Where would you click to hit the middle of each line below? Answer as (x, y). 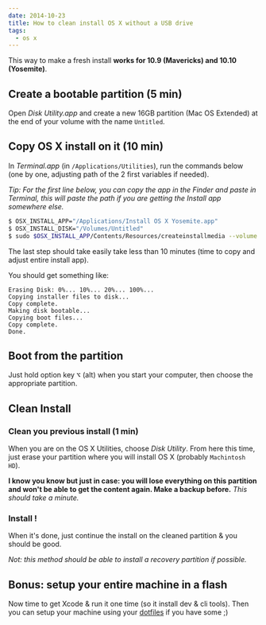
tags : (17, 30)
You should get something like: (59, 275)
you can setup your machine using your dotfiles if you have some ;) (118, 612)
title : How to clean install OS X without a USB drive (101, 23)
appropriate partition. (43, 384)
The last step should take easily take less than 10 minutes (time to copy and (132, 251)
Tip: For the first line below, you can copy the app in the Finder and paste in (132, 189)
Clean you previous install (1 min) (73, 431)
